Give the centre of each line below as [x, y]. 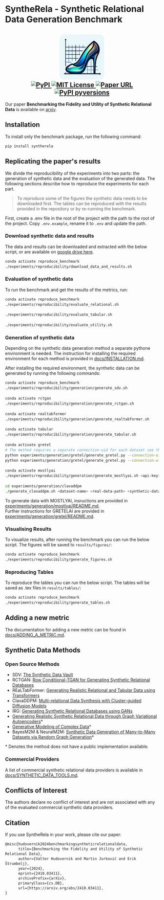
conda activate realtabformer [36, 414]
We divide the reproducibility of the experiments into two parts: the [72, 173]
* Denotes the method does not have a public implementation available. [77, 746]
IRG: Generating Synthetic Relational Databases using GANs [72, 711]
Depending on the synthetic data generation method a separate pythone [78, 348]
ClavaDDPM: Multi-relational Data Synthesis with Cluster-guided [77, 701]
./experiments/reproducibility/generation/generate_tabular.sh [71, 435]
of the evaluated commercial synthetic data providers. [59, 808]
